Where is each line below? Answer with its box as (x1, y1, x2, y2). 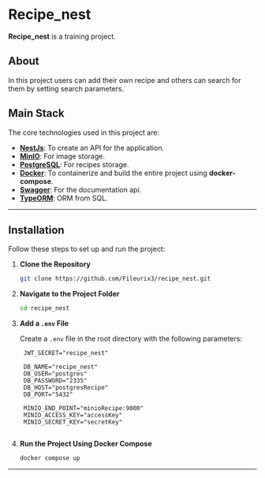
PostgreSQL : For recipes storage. (19, 159, 129, 169)
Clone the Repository (19, 260, 91, 269)
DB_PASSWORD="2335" (23, 377, 88, 385)
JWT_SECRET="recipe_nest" (23, 349, 109, 357)
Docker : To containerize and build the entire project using (19, 168, 207, 177)
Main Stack (8, 106, 65, 120)
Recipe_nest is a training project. (8, 32, 116, 41)
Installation (8, 223, 65, 237)
